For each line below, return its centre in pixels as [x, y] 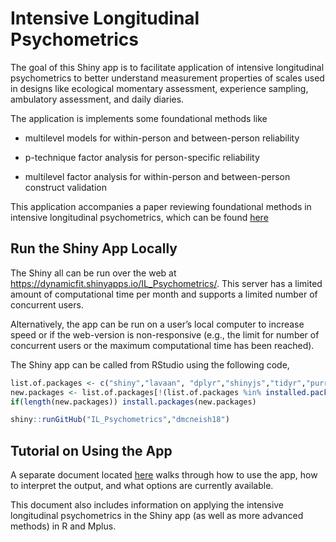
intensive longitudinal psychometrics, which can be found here [139, 217]
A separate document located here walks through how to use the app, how [164, 475]
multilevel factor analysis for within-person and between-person [157, 176]
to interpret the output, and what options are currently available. [142, 486]
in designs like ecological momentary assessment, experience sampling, [159, 88]
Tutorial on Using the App [91, 450]
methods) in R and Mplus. [63, 526]
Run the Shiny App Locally [94, 248]
